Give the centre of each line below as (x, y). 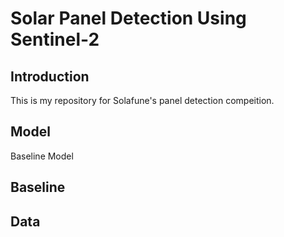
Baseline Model (42, 156)
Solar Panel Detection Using (128, 18)
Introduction (50, 76)
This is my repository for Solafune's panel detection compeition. (142, 100)
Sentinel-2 (55, 39)
